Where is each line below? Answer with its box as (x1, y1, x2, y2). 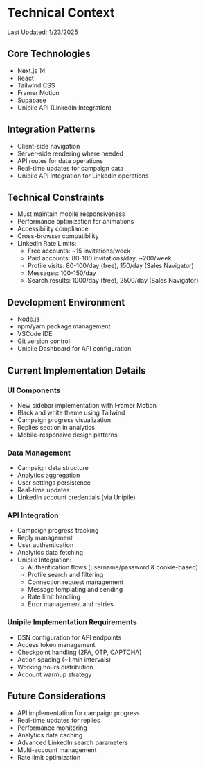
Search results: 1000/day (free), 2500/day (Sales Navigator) (27, 276, 199, 285)
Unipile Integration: (17, 556, 72, 564)
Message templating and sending (27, 585, 123, 594)
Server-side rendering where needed (17, 149, 123, 158)
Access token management (17, 640, 96, 649)
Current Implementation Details (7, 365, 146, 376)
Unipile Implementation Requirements (7, 617, 137, 627)
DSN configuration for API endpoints (17, 633, 122, 642)
